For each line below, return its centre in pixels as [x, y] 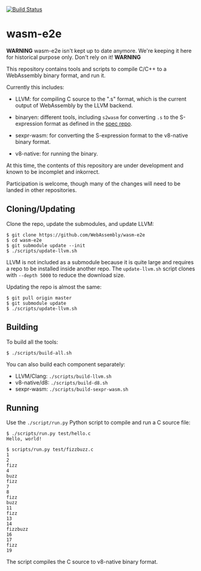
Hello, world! [24, 439]
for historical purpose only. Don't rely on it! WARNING [73, 57]
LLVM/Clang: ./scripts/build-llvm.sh [63, 376]
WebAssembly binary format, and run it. [56, 75]
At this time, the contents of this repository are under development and [95, 165]
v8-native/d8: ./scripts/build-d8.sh [61, 382]
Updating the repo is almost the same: [54, 287]
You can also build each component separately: [66, 364]
